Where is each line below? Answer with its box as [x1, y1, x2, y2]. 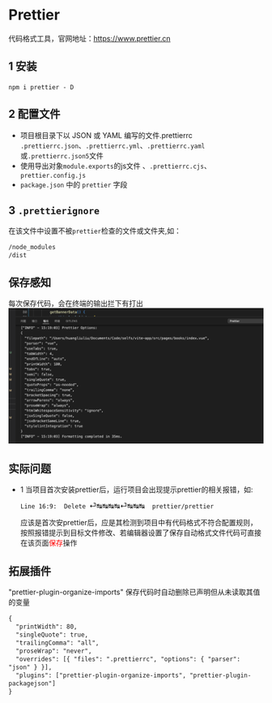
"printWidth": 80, [15, 623, 79, 631]
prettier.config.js [19, 171, 87, 179]
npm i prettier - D [8, 83, 74, 91]
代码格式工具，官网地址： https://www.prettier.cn [8, 33, 172, 43]
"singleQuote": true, [15, 631, 89, 639]
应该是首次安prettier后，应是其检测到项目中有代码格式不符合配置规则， [19, 518, 257, 528]
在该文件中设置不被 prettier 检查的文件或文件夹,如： [8, 226, 182, 236]
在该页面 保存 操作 [19, 538, 78, 548]
